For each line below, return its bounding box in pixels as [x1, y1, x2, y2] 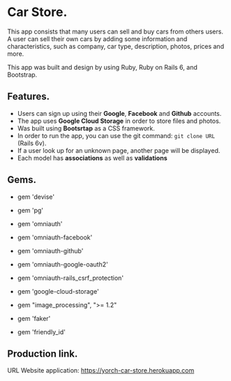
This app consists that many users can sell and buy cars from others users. [7, 27, 223, 36]
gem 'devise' [17, 193, 55, 201]
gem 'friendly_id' [17, 327, 66, 336]
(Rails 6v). [17, 139, 47, 147]
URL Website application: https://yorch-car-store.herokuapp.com [7, 366, 195, 375]
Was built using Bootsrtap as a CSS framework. [17, 124, 156, 133]
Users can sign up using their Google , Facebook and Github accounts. [17, 109, 222, 117]
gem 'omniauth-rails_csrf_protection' [17, 274, 124, 282]
